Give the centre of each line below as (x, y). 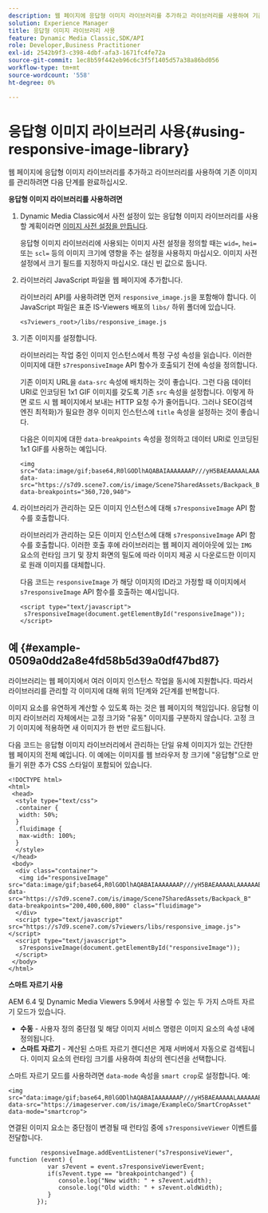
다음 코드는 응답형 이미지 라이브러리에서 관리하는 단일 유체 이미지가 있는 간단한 (131, 745)
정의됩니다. (37, 1039)
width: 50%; (39, 815)
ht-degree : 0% (32, 82)
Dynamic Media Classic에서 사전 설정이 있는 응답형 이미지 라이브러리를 (132, 216)
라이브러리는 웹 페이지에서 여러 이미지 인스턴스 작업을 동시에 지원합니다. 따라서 (131, 681)
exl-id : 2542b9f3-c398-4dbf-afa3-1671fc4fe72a (87, 53)
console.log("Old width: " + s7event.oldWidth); (141, 1188)
